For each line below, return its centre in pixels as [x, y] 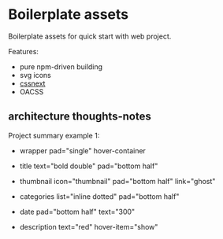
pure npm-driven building [61, 66]
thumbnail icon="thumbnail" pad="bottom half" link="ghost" [117, 181]
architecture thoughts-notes [80, 117]
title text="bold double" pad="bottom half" [89, 166]
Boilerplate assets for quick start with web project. [90, 36]
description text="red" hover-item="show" [89, 226]
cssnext [32, 83]
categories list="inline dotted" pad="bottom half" [99, 196]
